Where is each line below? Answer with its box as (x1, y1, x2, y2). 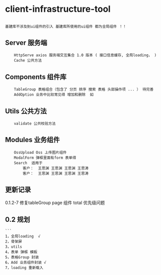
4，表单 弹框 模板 (5, 250, 38, 255)
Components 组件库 (5, 72, 67, 81)
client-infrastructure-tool (5, 3, 111, 15)
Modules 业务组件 (5, 136, 60, 144)
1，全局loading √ (5, 234, 41, 239)
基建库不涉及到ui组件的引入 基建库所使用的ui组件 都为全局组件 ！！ (5, 24, 127, 29)
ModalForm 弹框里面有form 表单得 (14, 155, 77, 160)
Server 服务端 (5, 38, 48, 47)
